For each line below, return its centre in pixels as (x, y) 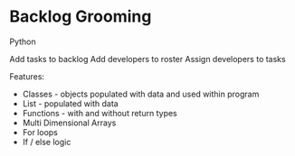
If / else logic (47, 142)
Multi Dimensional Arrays (69, 123)
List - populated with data (71, 103)
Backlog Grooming (81, 17)
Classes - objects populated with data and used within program (141, 94)
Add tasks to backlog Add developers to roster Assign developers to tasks (148, 59)
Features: (27, 76)
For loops (40, 132)
